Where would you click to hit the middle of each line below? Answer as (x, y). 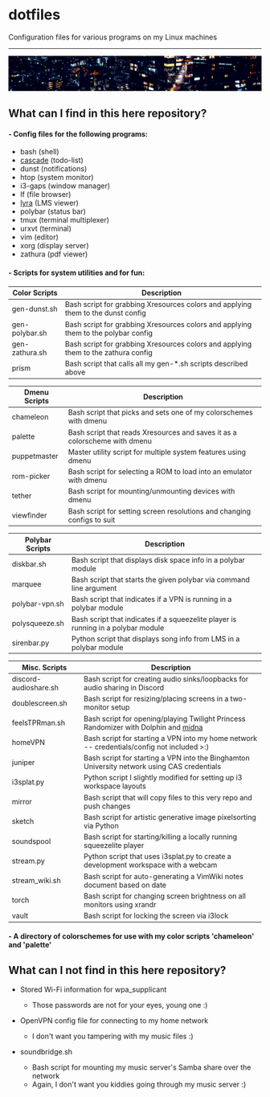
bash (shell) (39, 152)
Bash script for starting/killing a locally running (161, 837)
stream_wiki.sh (37, 881)
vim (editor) (39, 237)
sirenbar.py (31, 643)
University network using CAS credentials (153, 767)
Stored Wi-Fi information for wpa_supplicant (93, 989)
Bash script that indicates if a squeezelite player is (154, 619)
